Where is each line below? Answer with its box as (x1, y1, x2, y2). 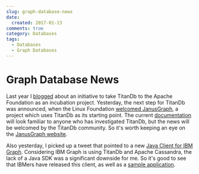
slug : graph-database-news (6, 8, 73, 15)
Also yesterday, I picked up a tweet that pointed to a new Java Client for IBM (6, 142, 193, 149)
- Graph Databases (11, 48, 58, 53)
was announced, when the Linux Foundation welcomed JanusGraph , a (6, 105, 179, 112)
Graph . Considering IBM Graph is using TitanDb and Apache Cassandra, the (6, 148, 192, 155)
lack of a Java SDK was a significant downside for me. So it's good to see (6, 154, 187, 162)
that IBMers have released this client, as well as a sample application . (6, 161, 176, 168)
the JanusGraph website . (6, 130, 68, 137)
